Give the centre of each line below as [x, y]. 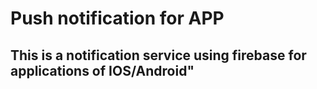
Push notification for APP [117, 18]
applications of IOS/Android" [102, 70]
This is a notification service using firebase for [158, 55]
